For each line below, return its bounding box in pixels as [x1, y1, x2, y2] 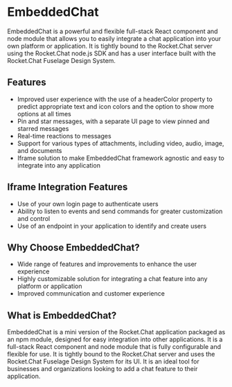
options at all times [17, 109, 71, 118]
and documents [17, 146, 62, 154]
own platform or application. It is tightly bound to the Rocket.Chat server [7, 42, 213, 50]
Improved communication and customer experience [17, 289, 165, 298]
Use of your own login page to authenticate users [17, 199, 159, 208]
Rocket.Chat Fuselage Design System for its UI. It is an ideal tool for [7, 357, 199, 366]
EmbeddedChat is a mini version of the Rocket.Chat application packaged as [7, 328, 226, 336]
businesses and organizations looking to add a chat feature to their [7, 365, 198, 373]
